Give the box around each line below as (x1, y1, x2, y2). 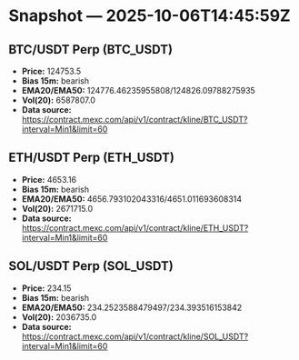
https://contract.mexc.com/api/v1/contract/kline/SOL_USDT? (21, 331, 249, 342)
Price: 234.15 (21, 283, 72, 294)
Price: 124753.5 (21, 65, 82, 76)
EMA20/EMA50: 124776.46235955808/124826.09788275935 (21, 85, 255, 95)
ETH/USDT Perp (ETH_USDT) (8, 150, 174, 165)
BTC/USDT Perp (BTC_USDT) (8, 42, 174, 57)
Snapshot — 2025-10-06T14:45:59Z (8, 5, 292, 26)
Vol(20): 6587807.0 (21, 95, 96, 105)
